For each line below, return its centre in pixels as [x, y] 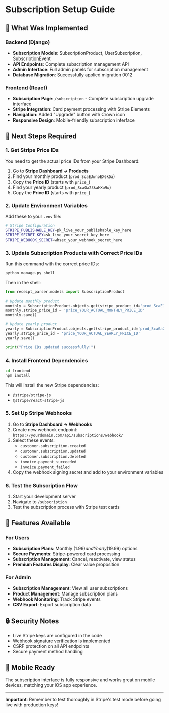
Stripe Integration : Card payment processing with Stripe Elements [81, 109]
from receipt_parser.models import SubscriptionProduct [65, 292]
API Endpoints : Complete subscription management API [71, 64]
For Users [17, 537]
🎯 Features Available [38, 523]
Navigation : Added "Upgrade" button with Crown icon [69, 115]
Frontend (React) [26, 88]
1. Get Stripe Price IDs [32, 150]
